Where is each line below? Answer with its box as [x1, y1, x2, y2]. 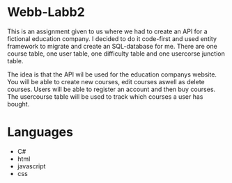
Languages [7, 125, 73, 140]
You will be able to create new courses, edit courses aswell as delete [7, 77, 206, 86]
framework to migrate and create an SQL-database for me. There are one [7, 42, 217, 50]
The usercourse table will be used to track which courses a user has [7, 92, 203, 101]
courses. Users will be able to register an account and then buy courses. [7, 85, 216, 93]
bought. [7, 100, 30, 108]
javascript [17, 161, 46, 170]
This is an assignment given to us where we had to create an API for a [7, 27, 208, 35]
